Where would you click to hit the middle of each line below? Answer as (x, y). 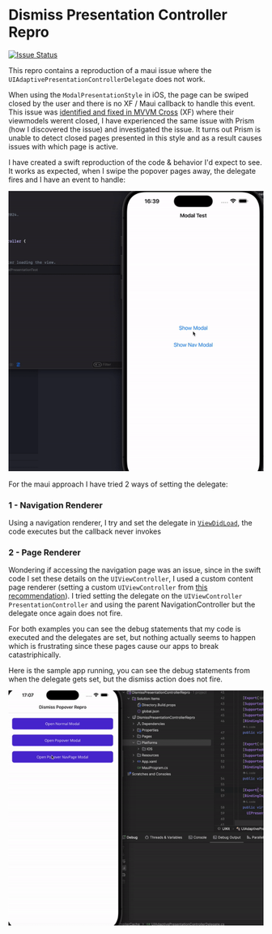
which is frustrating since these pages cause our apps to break (114, 646)
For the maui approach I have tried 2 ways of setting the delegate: (118, 484)
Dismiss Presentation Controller (118, 15)
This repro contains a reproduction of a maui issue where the (110, 70)
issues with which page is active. (64, 146)
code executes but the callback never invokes (85, 532)
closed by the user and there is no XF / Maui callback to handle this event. (132, 103)
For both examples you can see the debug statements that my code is (125, 629)
